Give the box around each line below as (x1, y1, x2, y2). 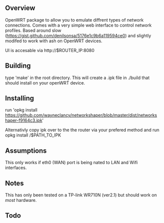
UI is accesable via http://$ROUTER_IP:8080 (5, 47, 94, 53)
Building (5, 61, 31, 70)
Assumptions (5, 146, 47, 155)
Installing (5, 94, 34, 103)
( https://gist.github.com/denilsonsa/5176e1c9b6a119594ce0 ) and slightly (5, 32, 151, 38)
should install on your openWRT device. (5, 80, 85, 85)
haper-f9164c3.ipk (5, 117, 43, 123)
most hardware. (5, 197, 37, 203)
